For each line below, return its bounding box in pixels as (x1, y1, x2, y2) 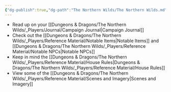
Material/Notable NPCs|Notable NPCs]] (12, 48, 95, 54)
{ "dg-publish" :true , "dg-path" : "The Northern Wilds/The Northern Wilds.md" (5, 7, 167, 13)
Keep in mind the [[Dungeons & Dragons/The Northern (12, 54, 127, 60)
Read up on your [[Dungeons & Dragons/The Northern (12, 21, 127, 27)
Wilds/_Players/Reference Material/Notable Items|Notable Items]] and (12, 38, 159, 44)
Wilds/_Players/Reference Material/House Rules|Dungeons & (12, 59, 140, 65)
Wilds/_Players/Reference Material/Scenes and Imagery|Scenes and (12, 75, 156, 81)
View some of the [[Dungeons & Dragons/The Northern (12, 70, 129, 76)
